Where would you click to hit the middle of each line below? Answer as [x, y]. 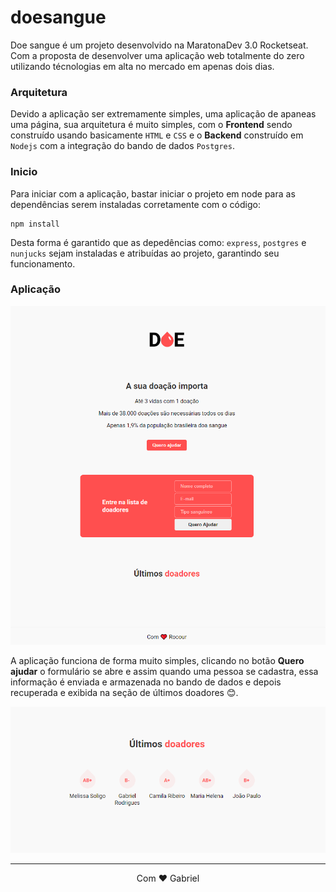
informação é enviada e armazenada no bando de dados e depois [146, 682]
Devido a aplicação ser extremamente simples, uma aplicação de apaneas [163, 114]
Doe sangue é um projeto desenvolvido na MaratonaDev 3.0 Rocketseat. [159, 45]
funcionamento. [43, 263]
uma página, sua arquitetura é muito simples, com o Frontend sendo [151, 125]
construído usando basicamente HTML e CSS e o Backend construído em [157, 135]
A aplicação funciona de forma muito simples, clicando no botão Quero [157, 661]
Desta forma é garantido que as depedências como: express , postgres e [158, 242]
